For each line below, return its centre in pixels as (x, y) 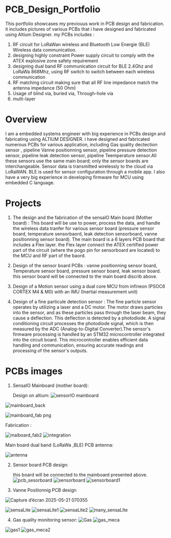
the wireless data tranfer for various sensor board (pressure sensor (83, 228)
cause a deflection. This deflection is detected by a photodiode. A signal (89, 318)
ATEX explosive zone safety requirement (55, 60)
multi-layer (24, 99)
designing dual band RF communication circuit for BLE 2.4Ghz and (83, 66)
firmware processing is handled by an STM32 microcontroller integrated (89, 334)
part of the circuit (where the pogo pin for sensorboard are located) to (86, 250)
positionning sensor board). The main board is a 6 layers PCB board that (89, 239)
